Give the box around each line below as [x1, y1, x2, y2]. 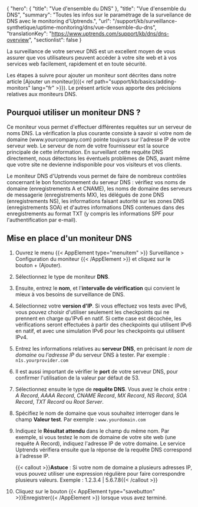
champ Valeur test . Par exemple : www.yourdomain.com [15, 416, 146, 423]
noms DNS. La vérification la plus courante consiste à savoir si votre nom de [6, 129, 192, 136]
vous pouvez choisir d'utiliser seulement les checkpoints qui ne [15, 308, 170, 315]
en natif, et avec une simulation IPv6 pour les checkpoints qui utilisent [15, 327, 185, 334]
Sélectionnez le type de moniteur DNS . [15, 273, 110, 280]
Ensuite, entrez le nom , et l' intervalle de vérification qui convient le [15, 284, 180, 292]
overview [6, 37, 29, 43]
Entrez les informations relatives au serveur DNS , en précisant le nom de [15, 345, 193, 352]
